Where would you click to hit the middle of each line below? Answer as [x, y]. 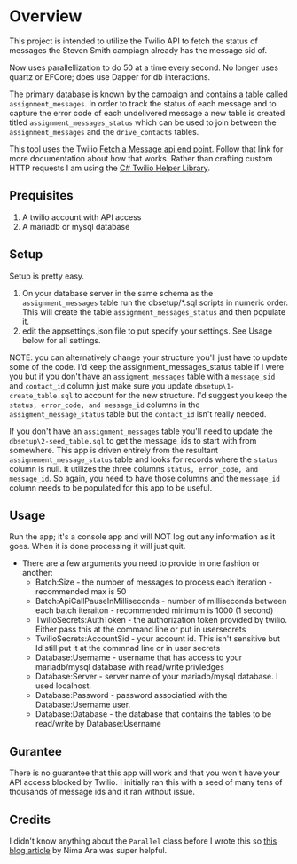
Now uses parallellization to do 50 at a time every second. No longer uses [144, 67]
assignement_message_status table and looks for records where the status [144, 459]
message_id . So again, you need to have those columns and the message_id [145, 478]
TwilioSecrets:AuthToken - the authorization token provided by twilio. [161, 620]
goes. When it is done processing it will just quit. [98, 546]
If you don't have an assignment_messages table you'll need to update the [141, 431]
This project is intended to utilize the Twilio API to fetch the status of [134, 41]
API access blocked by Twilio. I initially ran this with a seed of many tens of [146, 782]
